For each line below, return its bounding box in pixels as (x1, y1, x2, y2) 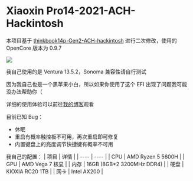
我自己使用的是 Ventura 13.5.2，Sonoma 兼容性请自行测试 (6, 68, 146, 75)
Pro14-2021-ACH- (46, 4, 136, 18)
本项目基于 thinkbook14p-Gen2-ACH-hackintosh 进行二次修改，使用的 (6, 37, 177, 44)
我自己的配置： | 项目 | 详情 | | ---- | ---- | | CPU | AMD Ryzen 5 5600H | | (6, 153, 185, 160)
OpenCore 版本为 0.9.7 (6, 44, 62, 51)
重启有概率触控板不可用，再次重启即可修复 (14, 133, 119, 140)
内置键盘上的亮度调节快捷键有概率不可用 (14, 140, 113, 147)
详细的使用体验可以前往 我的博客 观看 (6, 101, 94, 108)
